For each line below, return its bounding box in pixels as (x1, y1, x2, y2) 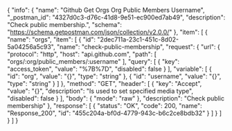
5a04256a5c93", (7, 43, 55, 51)
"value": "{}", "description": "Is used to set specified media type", (7, 87, 194, 95)
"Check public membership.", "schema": (7, 21, 123, 28)
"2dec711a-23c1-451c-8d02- (96, 35, 179, 44)
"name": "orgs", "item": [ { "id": (7, 35, 96, 44)
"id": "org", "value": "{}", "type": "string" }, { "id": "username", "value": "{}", (7, 72, 222, 80)
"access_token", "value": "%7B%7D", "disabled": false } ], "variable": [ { (7, 65, 213, 73)
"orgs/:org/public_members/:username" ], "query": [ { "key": (7, 58, 180, 65)
